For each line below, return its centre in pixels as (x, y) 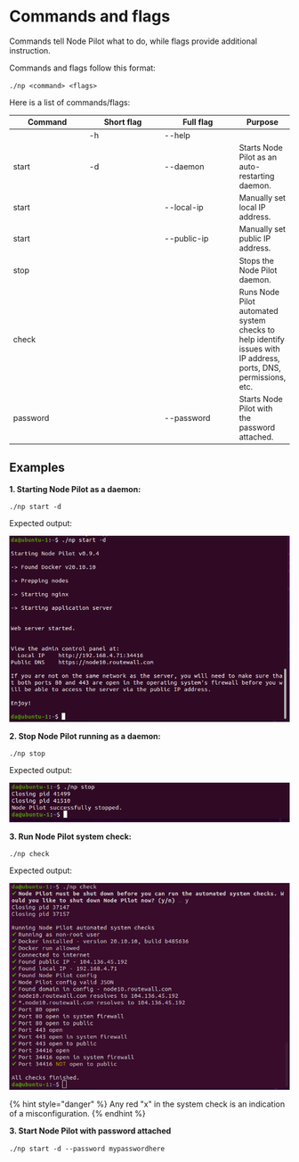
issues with (259, 349)
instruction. (30, 50)
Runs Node (259, 292)
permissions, (263, 377)
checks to (257, 330)
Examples (37, 468)
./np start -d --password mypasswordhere (87, 1149)
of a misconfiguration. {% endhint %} (78, 1114)
